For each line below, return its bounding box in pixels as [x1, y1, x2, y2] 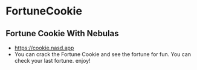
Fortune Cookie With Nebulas [5, 28, 119, 39]
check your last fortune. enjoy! [14, 57, 91, 64]
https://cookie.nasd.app [14, 44, 74, 51]
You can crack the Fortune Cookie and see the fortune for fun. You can [14, 51, 192, 58]
